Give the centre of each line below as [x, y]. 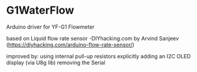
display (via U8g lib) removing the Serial [56, 62]
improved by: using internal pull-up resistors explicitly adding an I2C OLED [98, 56]
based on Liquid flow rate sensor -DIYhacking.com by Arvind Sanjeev [93, 38]
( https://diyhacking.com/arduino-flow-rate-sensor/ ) [70, 45]
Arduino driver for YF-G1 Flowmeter [51, 27]
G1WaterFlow [40, 10]
